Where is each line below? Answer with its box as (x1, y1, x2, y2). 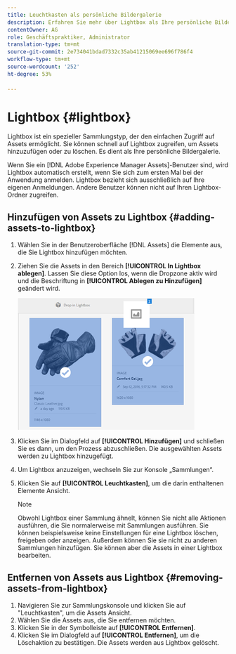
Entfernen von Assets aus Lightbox (7, 571, 164, 583)
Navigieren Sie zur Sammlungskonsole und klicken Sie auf (17, 601, 186, 610)
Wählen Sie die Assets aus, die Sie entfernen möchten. (17, 616, 176, 624)
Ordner (7, 190, 28, 200)
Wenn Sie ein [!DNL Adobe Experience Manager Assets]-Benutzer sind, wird (7, 161, 228, 169)
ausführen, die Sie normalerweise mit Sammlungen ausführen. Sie (17, 521, 209, 530)
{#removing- (165, 571, 223, 583)
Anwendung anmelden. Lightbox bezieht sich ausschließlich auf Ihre (7, 176, 205, 184)
